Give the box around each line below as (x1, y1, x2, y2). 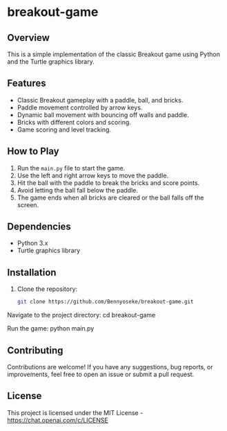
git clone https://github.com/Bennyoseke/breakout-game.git (17, 299, 194, 306)
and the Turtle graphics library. (7, 58, 95, 66)
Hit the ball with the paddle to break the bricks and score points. (17, 178, 200, 187)
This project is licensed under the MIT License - (7, 408, 144, 416)
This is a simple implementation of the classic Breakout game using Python (7, 50, 221, 58)
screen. (17, 200, 39, 209)
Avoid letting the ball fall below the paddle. (17, 186, 139, 194)
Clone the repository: (17, 285, 78, 293)
